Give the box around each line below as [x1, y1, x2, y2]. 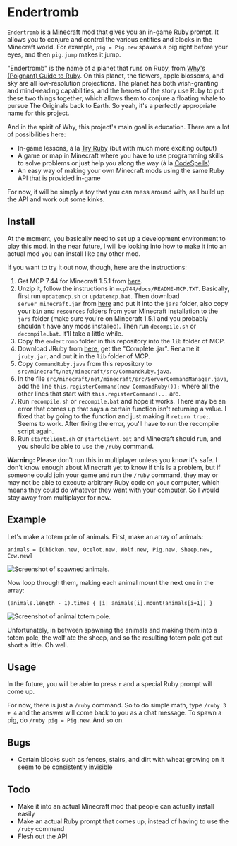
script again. [17, 427, 54, 435]
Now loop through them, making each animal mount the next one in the [7, 578, 214, 587]
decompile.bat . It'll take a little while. [17, 329, 123, 338]
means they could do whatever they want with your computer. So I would [7, 486, 220, 494]
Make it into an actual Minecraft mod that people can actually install [17, 802, 214, 810]
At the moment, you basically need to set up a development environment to [7, 234, 226, 242]
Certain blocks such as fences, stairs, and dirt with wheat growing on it [17, 756, 224, 764]
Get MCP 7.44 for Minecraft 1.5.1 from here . [17, 276, 143, 285]
